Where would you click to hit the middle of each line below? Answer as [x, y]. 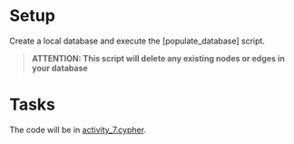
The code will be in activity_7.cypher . [78, 130]
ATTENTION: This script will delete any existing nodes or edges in [158, 58]
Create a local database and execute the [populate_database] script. [137, 41]
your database [59, 68]
